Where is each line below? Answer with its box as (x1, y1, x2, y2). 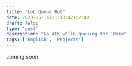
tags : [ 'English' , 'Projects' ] (6, 37, 84, 43)
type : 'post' (6, 25, 39, 32)
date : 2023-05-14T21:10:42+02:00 (6, 14, 90, 20)
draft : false (6, 20, 39, 26)
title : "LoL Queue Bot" (6, 8, 66, 15)
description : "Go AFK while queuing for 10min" (6, 31, 127, 37)
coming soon (6, 53, 39, 60)
